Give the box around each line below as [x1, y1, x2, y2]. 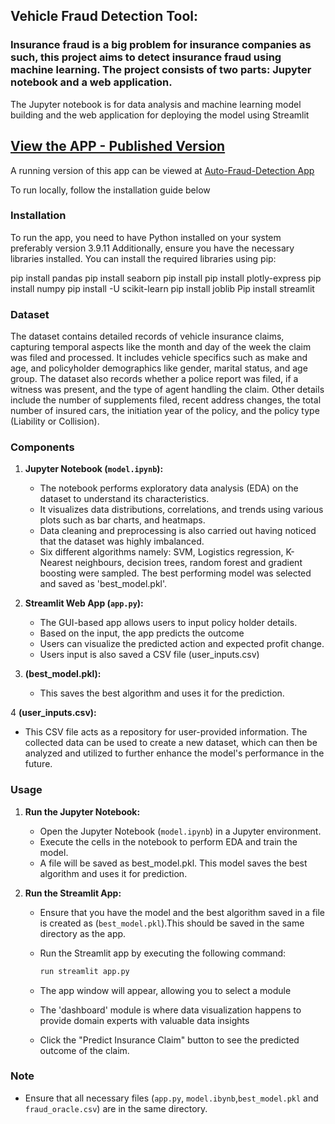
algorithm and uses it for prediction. [39, 867, 188, 879]
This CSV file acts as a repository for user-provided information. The [24, 726, 308, 738]
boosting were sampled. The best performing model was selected [39, 567, 312, 579]
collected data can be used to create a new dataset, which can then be [24, 737, 318, 749]
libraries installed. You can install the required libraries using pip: [10, 252, 277, 264]
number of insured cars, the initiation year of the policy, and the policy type [10, 405, 320, 417]
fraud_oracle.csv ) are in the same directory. [24, 1102, 208, 1114]
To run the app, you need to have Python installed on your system [10, 231, 282, 243]
